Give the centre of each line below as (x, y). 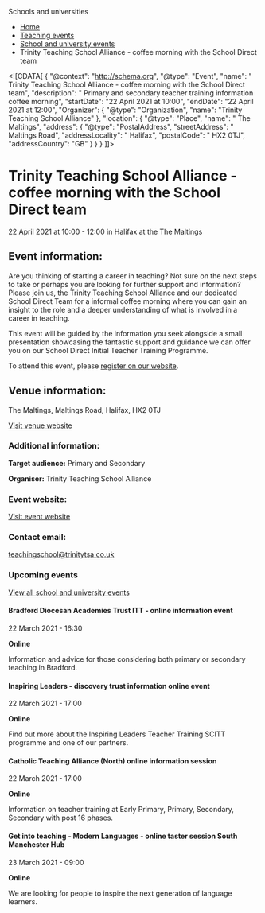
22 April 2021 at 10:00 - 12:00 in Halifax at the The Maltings (105, 231)
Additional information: (54, 446)
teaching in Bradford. (43, 667)
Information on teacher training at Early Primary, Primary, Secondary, (121, 810)
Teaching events (47, 35)
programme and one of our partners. (68, 743)
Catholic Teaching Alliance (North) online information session (113, 761)
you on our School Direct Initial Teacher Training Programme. (108, 350)
